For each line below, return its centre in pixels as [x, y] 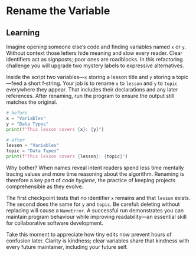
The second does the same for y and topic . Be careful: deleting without [93, 204]
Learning [23, 33]
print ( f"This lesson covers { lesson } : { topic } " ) [67, 157]
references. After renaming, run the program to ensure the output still [90, 96]
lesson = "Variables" [33, 146]
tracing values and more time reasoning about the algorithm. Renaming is [95, 174]
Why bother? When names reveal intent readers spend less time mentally [95, 168]
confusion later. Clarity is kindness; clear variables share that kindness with [98, 241]
